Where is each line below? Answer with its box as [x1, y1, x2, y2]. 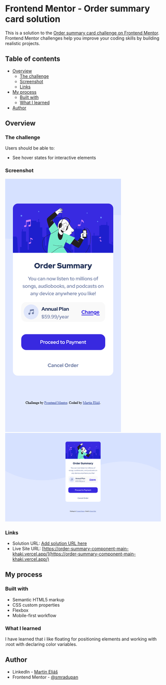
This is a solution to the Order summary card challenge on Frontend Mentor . [5, 30, 160, 36]
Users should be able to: [5, 145, 55, 151]
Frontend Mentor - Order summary [5, 3, 150, 14]
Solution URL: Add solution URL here [12, 540, 87, 546]
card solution [5, 13, 61, 25]
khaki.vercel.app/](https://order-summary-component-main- [12, 551, 136, 557]
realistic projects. [5, 40, 41, 46]
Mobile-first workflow [12, 612, 57, 618]
